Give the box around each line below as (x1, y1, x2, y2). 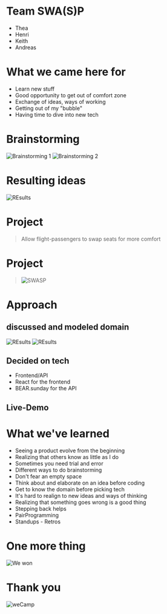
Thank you (6, 581, 61, 594)
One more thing (6, 539, 86, 553)
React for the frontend (15, 378, 71, 385)
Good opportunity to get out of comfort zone (15, 91, 127, 98)
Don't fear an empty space (15, 472, 82, 480)
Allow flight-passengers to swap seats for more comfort (21, 235, 161, 243)
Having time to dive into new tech (15, 111, 99, 118)
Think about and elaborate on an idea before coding (15, 479, 145, 486)
